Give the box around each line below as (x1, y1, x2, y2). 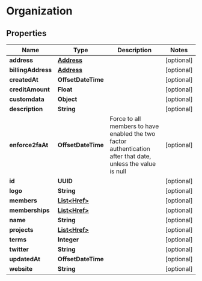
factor (109, 137, 127, 145)
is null (109, 167, 126, 175)
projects (9, 226, 34, 234)
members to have (109, 122, 159, 130)
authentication (109, 145, 150, 153)
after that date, (109, 152, 151, 160)
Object (57, 95, 78, 103)
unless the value (109, 160, 156, 168)
